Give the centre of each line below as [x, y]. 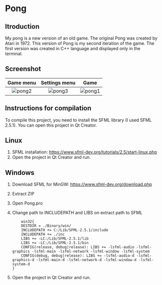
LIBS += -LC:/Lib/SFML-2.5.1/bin [55, 243]
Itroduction [22, 27]
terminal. [14, 54]
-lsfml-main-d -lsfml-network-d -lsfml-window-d [86, 260]
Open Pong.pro [27, 203]
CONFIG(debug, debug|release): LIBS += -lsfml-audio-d [78, 256]
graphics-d [23, 260]
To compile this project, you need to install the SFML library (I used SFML [78, 120]
